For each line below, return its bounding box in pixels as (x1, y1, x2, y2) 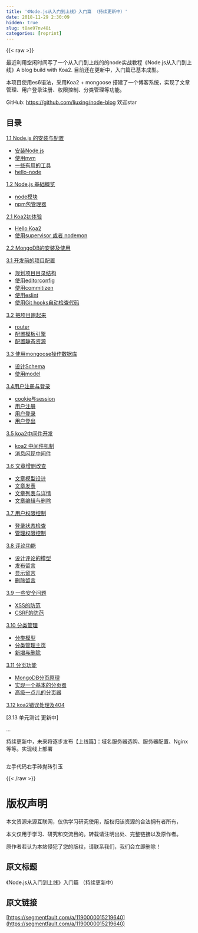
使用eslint (14, 292, 38, 299)
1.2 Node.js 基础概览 (6, 181, 55, 188)
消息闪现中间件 (14, 450, 51, 457)
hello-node (14, 168, 42, 175)
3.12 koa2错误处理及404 (6, 701, 65, 708)
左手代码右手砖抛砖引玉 (6, 762, 63, 770)
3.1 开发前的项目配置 (6, 257, 55, 264)
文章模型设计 (14, 474, 46, 482)
